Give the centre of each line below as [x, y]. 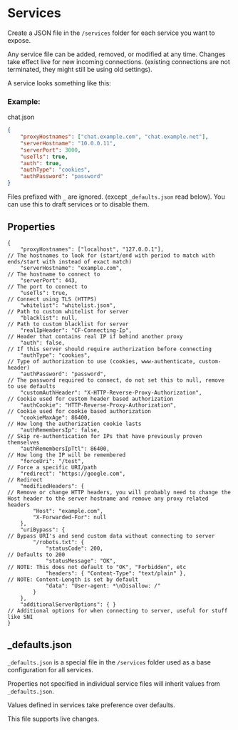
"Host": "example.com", [68, 511]
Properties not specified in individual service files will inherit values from [114, 683]
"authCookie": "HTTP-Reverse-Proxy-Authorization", [98, 405]
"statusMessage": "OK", [81, 560]
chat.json [21, 117]
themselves [24, 442]
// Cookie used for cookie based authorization [79, 411]
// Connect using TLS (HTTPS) [52, 299]
